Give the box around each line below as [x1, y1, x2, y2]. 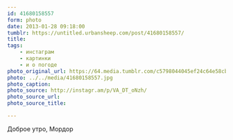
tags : [7, 42, 23, 49]
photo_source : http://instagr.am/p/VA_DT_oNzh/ [7, 87, 148, 94]
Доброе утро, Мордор [7, 125, 74, 133]
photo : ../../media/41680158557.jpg [7, 74, 113, 81]
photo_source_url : [7, 94, 60, 101]
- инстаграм [19, 49, 54, 56]
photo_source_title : [7, 100, 67, 107]
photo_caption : [7, 81, 51, 88]
